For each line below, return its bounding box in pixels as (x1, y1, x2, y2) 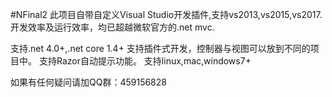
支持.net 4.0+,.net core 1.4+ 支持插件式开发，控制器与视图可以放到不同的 (10, 43, 311, 54)
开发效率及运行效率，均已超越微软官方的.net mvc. (10, 21, 215, 33)
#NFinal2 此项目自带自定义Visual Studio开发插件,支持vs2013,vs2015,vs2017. (10, 9, 323, 20)
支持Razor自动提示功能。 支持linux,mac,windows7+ (38, 55, 252, 67)
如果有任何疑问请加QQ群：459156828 (10, 76, 167, 88)
